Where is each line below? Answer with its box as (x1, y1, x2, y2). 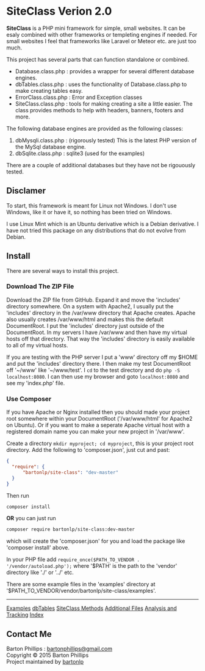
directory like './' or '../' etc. (6, 569, 74, 576)
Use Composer (6, 394, 52, 403)
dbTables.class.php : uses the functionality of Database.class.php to (15, 81, 187, 88)
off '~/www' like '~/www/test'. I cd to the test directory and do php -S (6, 366, 180, 374)
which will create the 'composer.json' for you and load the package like (6, 537, 185, 545)
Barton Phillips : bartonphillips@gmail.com (6, 645, 113, 653)
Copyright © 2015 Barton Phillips (6, 651, 89, 659)
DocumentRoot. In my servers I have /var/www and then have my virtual (6, 328, 187, 336)
